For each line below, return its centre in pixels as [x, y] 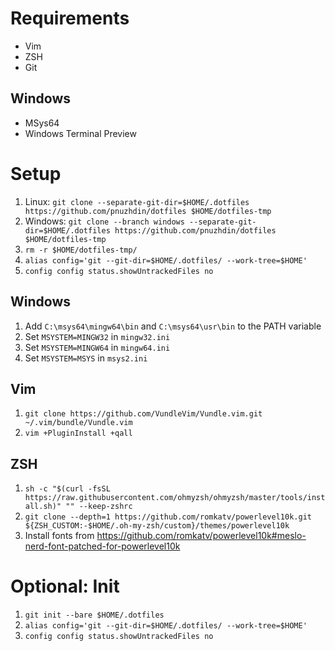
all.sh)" [43, 507]
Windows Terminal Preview [80, 133]
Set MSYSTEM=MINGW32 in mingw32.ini [97, 336]
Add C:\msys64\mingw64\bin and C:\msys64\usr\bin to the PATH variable [173, 326]
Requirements [70, 18]
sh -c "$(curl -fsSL [67, 489]
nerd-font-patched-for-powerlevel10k [102, 546]
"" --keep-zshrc [99, 507]
